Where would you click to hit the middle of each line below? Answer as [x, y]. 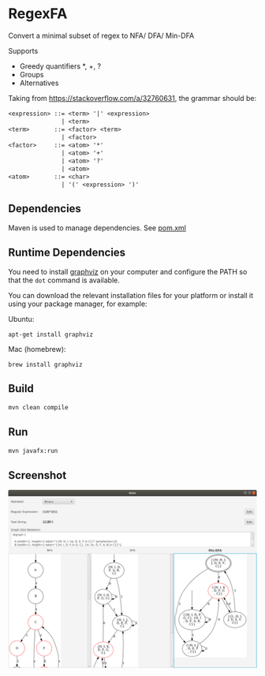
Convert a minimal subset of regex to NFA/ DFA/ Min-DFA [101, 35]
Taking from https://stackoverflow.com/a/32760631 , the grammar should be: [132, 98]
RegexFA [38, 14]
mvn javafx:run [33, 451]
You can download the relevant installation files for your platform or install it [131, 295]
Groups [32, 74]
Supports [23, 50]
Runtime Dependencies [67, 253]
